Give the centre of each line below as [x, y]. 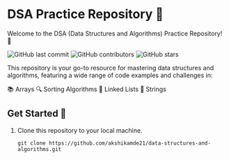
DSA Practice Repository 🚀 [85, 14]
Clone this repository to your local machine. [80, 130]
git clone [32, 143]
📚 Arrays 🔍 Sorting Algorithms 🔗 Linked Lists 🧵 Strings [87, 89]
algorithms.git [39, 149]
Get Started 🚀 [37, 114]
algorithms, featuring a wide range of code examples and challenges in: [110, 75]
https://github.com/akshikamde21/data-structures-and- [129, 143]
